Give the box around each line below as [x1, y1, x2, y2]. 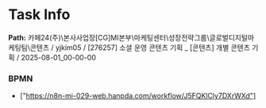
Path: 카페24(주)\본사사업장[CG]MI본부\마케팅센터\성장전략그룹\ [8, 33, 210, 42]
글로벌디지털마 [209, 33, 255, 42]
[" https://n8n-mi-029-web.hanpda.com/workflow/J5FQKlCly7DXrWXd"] [19, 91, 256, 101]
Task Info [8, 6, 71, 24]
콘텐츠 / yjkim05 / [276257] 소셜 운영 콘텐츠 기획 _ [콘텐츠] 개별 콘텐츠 [29, 42, 250, 52]
